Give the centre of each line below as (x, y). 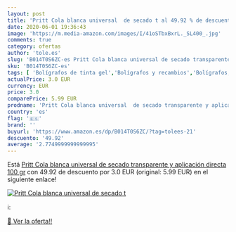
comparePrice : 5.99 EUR (42, 99)
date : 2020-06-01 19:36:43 (47, 27)
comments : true (29, 40)
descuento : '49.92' (36, 138)
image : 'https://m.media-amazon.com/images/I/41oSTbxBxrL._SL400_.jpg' (114, 33)
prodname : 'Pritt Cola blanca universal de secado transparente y (108, 105)
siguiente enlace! (32, 179)
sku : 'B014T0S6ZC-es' (39, 66)
